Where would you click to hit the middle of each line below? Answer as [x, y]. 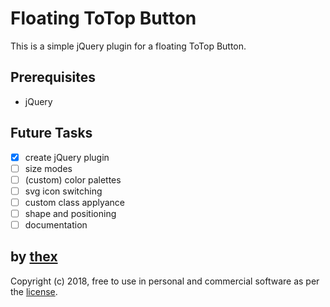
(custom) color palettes [73, 179]
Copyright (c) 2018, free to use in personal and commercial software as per [165, 281]
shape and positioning [70, 213]
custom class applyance [75, 202]
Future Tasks [51, 133]
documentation [56, 224]
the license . [34, 291]
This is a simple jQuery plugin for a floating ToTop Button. [128, 46]
